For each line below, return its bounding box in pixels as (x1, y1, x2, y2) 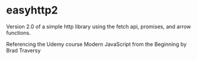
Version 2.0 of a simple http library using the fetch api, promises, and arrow (6, 23, 192, 30)
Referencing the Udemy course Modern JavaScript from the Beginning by (6, 41, 187, 48)
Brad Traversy (6, 46, 41, 54)
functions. (6, 29, 31, 36)
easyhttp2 (6, 4, 58, 17)
